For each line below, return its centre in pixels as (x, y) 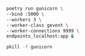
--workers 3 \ (24, 20)
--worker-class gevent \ (37, 25)
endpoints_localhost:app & (40, 36)
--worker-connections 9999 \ (43, 31)
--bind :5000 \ (25, 14)
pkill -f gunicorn (29, 47)
